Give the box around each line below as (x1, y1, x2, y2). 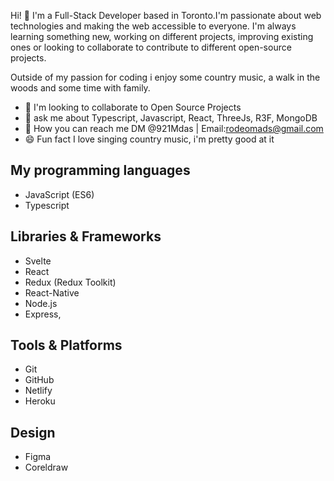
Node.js (24, 297, 58, 309)
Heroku (24, 395, 56, 407)
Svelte (24, 255, 52, 267)
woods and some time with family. (10, 82, 151, 94)
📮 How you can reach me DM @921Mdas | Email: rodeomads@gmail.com (24, 123, 324, 134)
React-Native (24, 286, 80, 299)
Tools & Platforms (10, 337, 123, 354)
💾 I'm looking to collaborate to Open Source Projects (24, 101, 242, 113)
